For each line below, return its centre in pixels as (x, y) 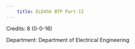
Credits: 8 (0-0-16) (29, 28)
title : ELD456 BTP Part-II (50, 12)
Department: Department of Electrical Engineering (68, 40)
